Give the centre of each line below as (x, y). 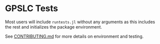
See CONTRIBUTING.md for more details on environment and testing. (74, 36)
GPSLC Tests (32, 8)
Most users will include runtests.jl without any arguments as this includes (80, 22)
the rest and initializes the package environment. (54, 27)
